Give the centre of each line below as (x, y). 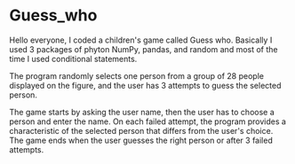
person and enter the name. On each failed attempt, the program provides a (148, 121)
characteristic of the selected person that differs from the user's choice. (141, 130)
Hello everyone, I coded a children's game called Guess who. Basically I (141, 40)
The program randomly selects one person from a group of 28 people (137, 75)
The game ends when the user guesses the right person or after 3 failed (141, 140)
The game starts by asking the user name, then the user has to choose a (142, 112)
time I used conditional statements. (73, 59)
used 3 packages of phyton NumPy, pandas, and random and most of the (144, 49)
